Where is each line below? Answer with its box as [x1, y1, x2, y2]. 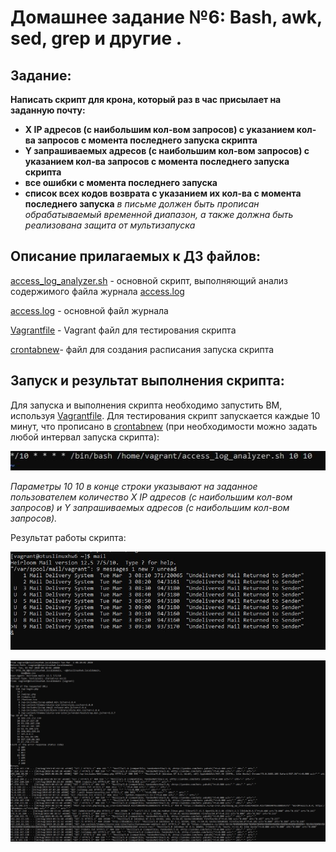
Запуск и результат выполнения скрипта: [10, 372, 285, 390]
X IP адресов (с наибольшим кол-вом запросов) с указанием [24, 124, 295, 135]
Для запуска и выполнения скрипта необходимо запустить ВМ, [10, 399, 283, 411]
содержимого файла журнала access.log [10, 285, 185, 297]
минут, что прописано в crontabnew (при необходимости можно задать [10, 420, 318, 432]
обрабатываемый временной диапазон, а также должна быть [24, 209, 294, 220]
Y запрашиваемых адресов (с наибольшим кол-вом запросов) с [24, 145, 310, 156]
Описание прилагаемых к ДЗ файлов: [10, 248, 262, 265]
